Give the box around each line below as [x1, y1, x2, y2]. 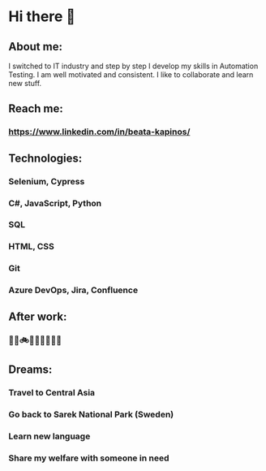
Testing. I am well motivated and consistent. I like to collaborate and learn [8, 70, 254, 80]
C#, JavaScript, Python [8, 197, 102, 209]
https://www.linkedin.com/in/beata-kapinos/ [8, 126, 191, 137]
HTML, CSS [8, 241, 54, 253]
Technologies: [8, 151, 83, 165]
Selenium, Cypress [8, 175, 85, 187]
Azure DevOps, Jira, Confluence [8, 284, 139, 296]
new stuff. [8, 79, 42, 88]
